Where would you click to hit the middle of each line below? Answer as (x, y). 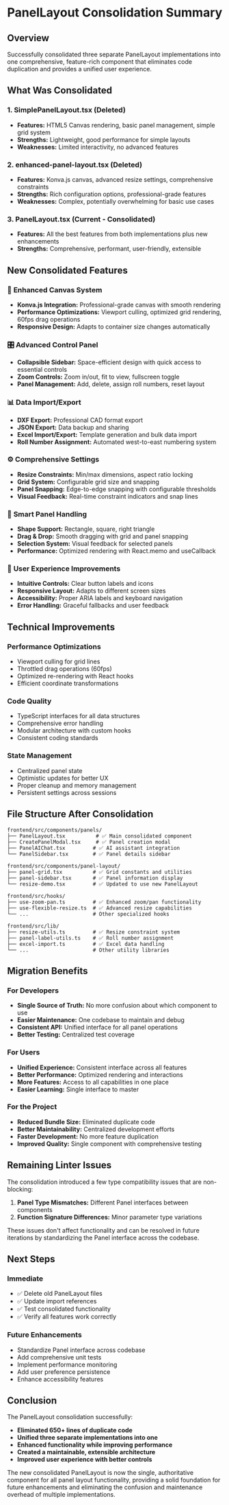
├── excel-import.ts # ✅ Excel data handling (86, 944)
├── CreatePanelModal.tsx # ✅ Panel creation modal (89, 842)
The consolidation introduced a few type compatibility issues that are (104, 1182)
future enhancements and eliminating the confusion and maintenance (105, 1487)
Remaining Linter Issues (59, 1165)
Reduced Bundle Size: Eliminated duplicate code (86, 1122)
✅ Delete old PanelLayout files (59, 1294)
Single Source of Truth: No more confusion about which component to (117, 1006)
